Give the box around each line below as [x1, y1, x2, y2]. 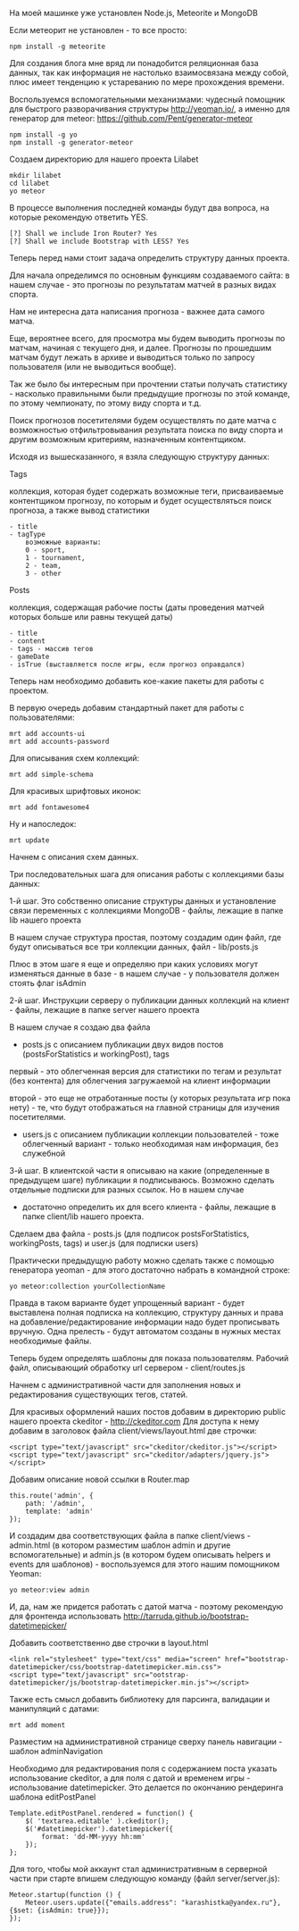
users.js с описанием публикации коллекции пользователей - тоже [21, 1129, 279, 1140]
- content [9, 637, 46, 646]
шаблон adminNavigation [9, 1746, 104, 1756]
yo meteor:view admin [9, 1585, 90, 1594]
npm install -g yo [9, 130, 78, 139]
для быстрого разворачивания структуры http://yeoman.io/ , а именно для [9, 104, 290, 114]
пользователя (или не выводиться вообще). [9, 362, 177, 372]
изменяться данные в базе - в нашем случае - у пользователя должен [9, 968, 279, 979]
